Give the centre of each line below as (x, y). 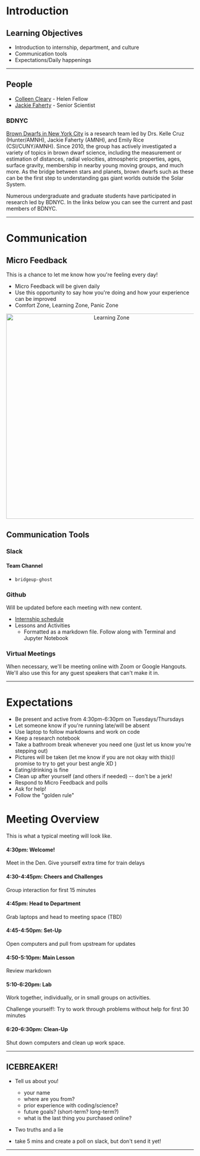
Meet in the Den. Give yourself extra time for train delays (76, 863)
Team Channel (24, 566)
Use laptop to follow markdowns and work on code (77, 732)
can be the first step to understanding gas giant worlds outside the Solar (95, 178)
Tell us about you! (37, 1081)
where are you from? (49, 1099)
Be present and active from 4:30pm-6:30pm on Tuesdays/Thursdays (99, 719)
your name (37, 1093)
